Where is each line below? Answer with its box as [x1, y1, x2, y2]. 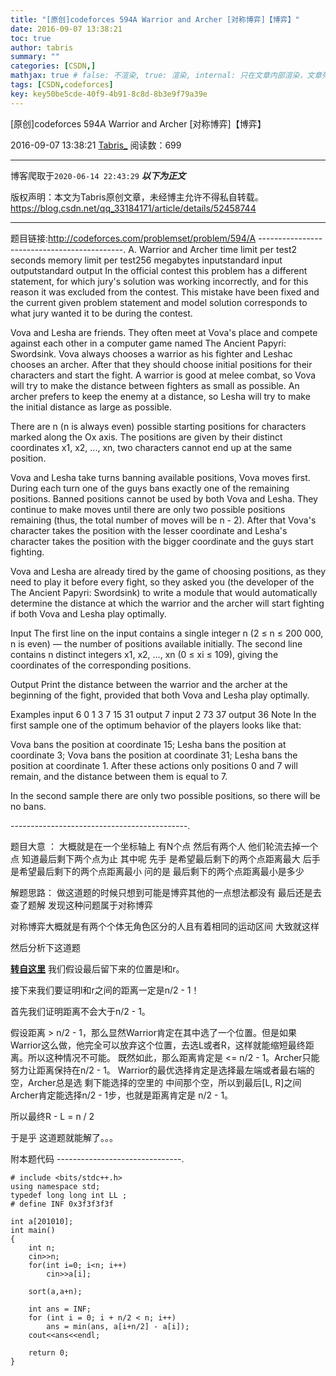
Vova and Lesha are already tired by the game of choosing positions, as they [10, 565, 327, 577]
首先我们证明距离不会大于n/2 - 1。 [10, 1005, 151, 1017]
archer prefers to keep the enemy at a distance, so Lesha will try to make [10, 390, 311, 402]
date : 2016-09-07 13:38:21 [10, 24, 123, 34]
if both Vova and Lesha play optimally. [10, 607, 167, 620]
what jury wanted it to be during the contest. [10, 307, 193, 319]
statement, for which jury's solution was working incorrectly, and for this [10, 275, 309, 287]
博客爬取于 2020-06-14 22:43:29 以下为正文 [10, 169, 186, 181]
